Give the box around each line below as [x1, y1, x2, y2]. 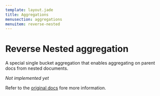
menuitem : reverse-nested [5, 21, 60, 27]
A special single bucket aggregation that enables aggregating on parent [5, 60, 155, 66]
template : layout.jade [5, 7, 53, 13]
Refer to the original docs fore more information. [5, 85, 106, 91]
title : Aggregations [5, 12, 49, 17]
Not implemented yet [5, 75, 49, 81]
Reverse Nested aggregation [5, 43, 129, 55]
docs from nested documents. [5, 65, 69, 71]
